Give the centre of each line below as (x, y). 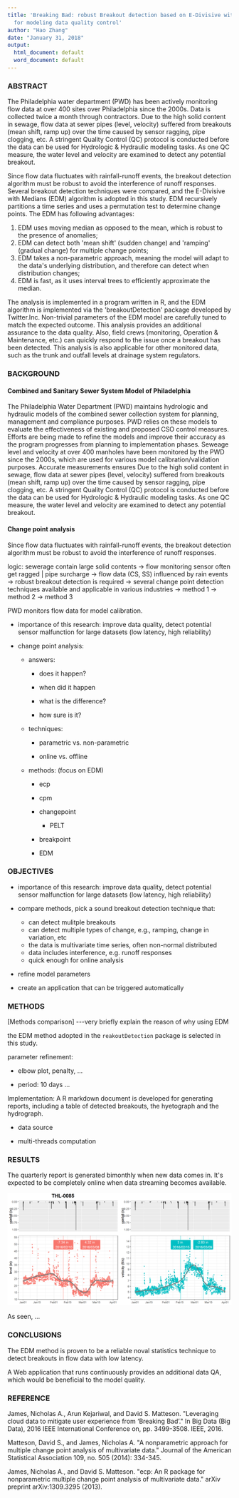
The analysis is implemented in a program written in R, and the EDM (107, 302)
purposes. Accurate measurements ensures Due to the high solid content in (118, 467)
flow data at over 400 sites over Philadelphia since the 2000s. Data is (109, 109)
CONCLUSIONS (34, 1335)
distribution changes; (49, 273)
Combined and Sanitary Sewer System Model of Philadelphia (99, 391)
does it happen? (63, 673)
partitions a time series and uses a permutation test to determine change (114, 206)
